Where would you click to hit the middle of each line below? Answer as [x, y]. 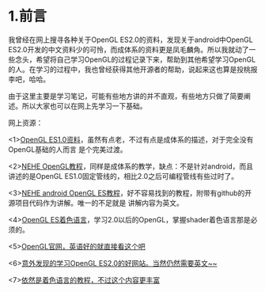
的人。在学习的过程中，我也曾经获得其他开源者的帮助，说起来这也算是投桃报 [133, 69]
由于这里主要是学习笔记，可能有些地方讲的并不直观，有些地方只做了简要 [126, 96]
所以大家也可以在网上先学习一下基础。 [84, 106]
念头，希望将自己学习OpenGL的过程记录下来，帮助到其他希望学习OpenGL [135, 59]
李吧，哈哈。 [29, 79]
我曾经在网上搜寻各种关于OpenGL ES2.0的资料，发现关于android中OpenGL [131, 40]
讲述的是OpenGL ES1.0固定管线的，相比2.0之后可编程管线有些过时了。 [123, 176]
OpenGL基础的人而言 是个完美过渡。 [68, 149]
